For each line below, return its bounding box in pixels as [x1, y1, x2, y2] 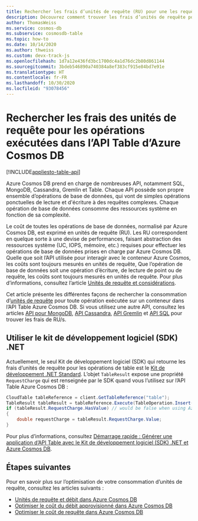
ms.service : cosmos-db [6, 25, 62, 31]
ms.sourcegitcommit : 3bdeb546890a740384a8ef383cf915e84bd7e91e [6, 63, 165, 70]
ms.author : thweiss [6, 47, 54, 53]
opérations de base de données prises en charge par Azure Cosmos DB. [6, 248, 183, 255]
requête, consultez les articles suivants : [6, 484, 104, 491]
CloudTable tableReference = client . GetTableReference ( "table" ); [6, 394, 170, 400]
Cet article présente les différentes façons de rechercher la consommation [6, 290, 187, 297]
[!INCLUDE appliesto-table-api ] [6, 168, 81, 175]
